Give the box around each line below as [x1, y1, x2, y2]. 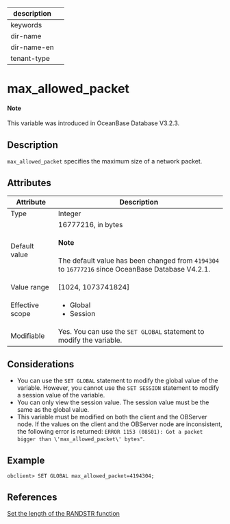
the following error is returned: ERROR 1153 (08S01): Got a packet [16, 428, 203, 436]
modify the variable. [57, 335, 123, 345]
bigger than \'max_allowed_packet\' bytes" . [16, 434, 145, 443]
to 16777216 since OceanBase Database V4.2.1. [57, 264, 211, 274]
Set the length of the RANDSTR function [7, 510, 120, 518]
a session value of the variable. [16, 391, 105, 399]
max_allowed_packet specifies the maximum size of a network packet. [7, 157, 203, 166]
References [7, 491, 57, 503]
